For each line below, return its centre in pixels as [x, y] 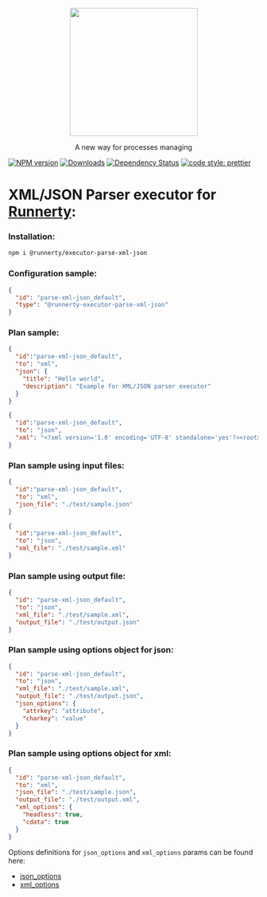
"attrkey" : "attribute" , [64, 711]
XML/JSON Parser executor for [112, 195]
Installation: [32, 237]
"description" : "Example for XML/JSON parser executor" [117, 386]
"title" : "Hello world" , [64, 378]
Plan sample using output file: [67, 576]
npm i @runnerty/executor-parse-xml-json [78, 253]
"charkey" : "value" [55, 718]
